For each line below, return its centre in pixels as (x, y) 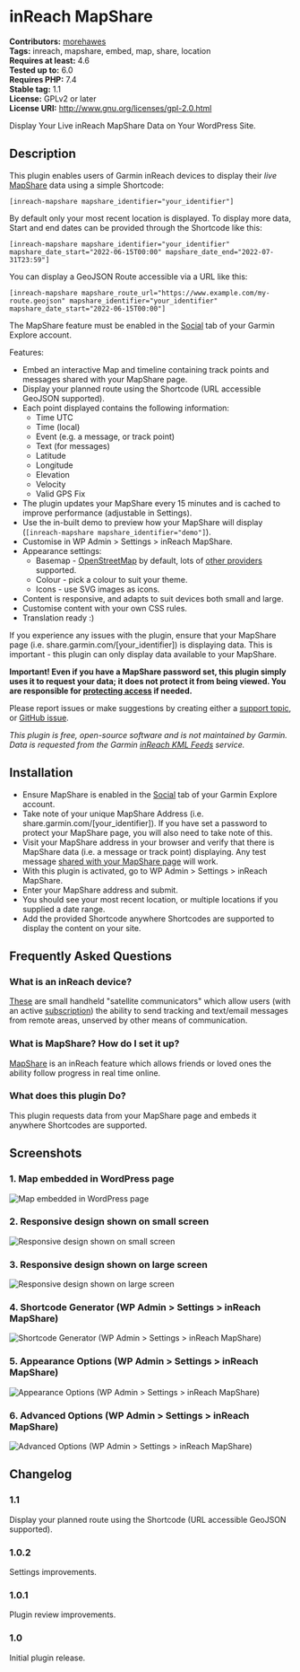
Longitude (54, 465)
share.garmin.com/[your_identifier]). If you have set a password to (145, 823)
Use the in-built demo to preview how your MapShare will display (142, 522)
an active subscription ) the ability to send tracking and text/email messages (149, 1011)
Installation (41, 773)
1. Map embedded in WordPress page (92, 1179)
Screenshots (46, 1153)
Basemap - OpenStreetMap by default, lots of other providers (149, 560)
